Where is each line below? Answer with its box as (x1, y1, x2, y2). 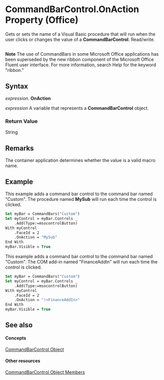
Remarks (5, 144, 34, 152)
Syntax (5, 82, 28, 91)
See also (5, 321, 33, 329)
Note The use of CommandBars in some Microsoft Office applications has (5, 51, 159, 57)
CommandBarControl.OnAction (5, 4, 139, 15)
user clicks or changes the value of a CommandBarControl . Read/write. (5, 36, 155, 43)
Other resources (5, 358, 40, 364)
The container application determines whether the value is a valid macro (5, 157, 155, 163)
